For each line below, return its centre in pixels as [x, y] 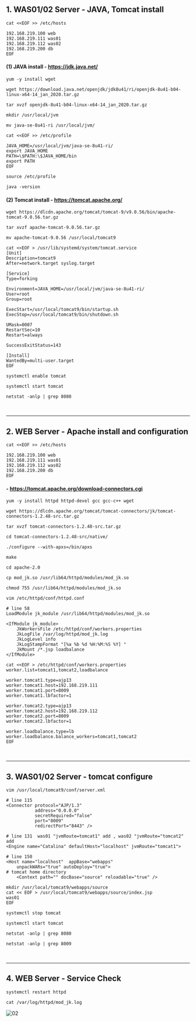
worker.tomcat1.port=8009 [37, 691]
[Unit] [14, 253]
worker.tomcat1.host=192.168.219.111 [52, 686]
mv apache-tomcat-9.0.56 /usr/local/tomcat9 [61, 238]
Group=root [19, 299]
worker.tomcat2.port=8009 [37, 716]
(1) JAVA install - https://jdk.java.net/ [52, 67]
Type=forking [22, 279]
